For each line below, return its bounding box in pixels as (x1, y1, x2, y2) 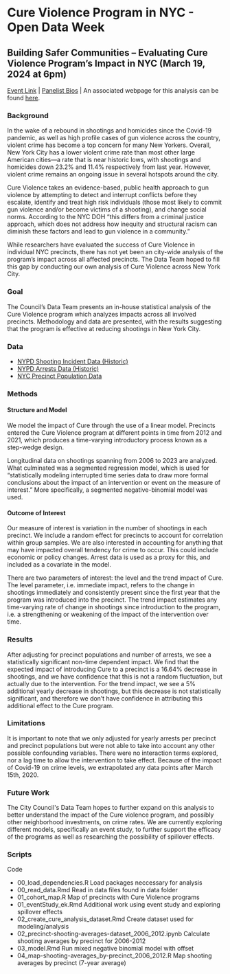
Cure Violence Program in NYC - (7, 5, 194, 21)
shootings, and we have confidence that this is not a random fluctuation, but (7, 672, 223, 681)
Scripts (7, 850, 32, 859)
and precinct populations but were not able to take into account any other (7, 741, 215, 749)
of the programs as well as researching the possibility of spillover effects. (7, 833, 215, 841)
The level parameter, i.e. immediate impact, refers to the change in (7, 581, 195, 589)
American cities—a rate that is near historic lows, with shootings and (7, 156, 201, 164)
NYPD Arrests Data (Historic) (16, 364, 100, 372)
